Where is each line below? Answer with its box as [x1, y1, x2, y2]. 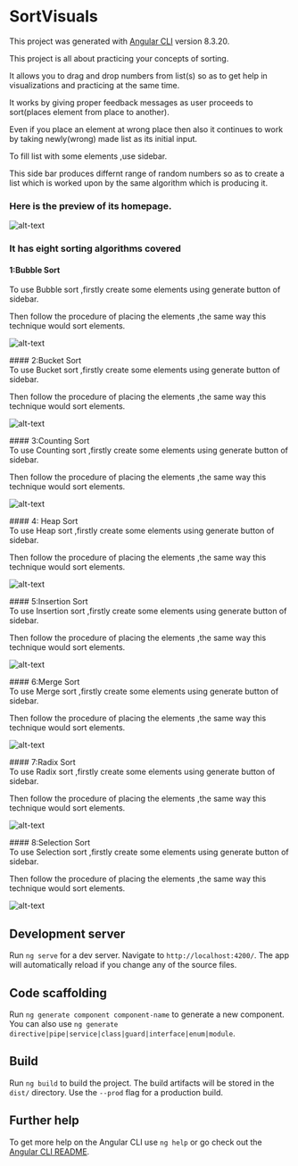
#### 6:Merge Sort [9, 677, 80, 687]
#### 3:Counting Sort [9, 436, 90, 446]
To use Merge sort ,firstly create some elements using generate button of [9, 686, 279, 697]
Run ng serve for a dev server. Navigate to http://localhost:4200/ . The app [9, 950, 290, 961]
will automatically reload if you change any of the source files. [9, 960, 237, 970]
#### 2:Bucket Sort [9, 355, 82, 366]
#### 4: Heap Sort [9, 516, 79, 527]
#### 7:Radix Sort [9, 757, 76, 768]
